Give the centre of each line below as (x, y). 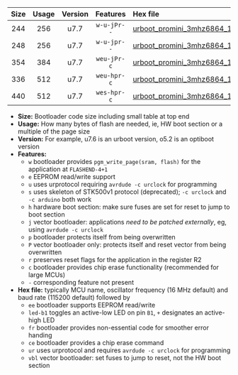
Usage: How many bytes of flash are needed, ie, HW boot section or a (120, 124)
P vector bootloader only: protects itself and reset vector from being (127, 245)
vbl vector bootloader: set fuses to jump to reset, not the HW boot (125, 358)
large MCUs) (47, 275)
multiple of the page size (54, 131)
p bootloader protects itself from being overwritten (102, 237)
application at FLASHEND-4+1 (68, 169)
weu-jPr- (110, 59)
